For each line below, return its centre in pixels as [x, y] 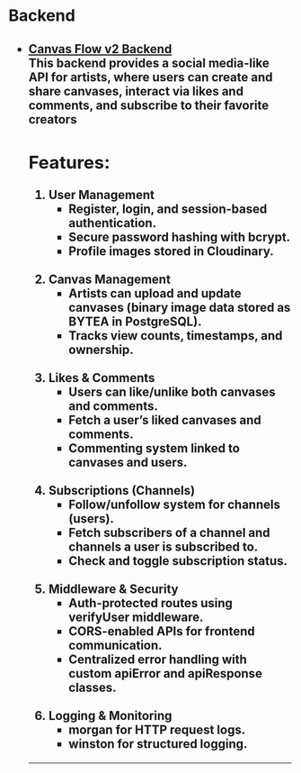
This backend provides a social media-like [149, 63]
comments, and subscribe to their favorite [149, 105]
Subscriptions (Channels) [121, 491]
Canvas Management [110, 279]
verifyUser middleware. [136, 617]
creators [53, 119]
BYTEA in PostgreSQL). [135, 321]
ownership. [101, 349]
